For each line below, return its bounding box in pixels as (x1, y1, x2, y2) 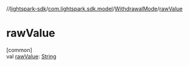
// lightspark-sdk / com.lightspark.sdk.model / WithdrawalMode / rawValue (6, 5, 183, 12)
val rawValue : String (6, 53, 57, 60)
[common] (6, 46, 32, 53)
